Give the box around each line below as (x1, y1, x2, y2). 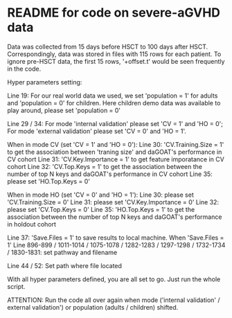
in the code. (7, 64, 42, 73)
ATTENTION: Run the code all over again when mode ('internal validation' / (7, 296, 220, 304)
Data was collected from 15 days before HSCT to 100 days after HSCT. (7, 42, 208, 51)
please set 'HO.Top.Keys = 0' (7, 177, 91, 185)
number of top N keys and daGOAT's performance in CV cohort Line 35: (7, 170, 213, 178)
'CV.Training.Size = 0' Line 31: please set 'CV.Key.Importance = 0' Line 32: (7, 197, 220, 206)
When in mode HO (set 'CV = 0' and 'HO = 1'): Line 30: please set (7, 191, 194, 199)
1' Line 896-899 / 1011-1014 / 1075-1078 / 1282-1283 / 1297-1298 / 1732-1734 (7, 240, 226, 249)
